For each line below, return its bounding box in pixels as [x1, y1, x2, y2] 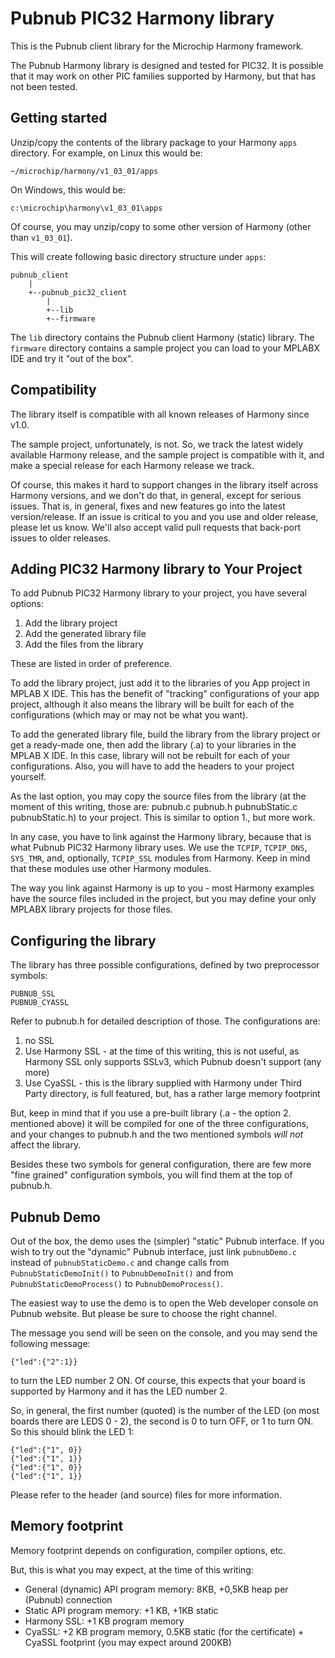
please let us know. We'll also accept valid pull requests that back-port [10, 521, 302, 533]
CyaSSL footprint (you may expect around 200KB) [24, 1636, 232, 1648]
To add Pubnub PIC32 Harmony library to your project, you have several [10, 587, 307, 599]
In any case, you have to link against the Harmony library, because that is [10, 831, 312, 843]
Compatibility [10, 382, 97, 399]
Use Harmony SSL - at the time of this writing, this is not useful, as [24, 1045, 300, 1057]
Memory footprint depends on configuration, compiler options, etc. [10, 1544, 287, 1556]
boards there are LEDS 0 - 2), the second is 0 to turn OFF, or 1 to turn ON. [10, 1415, 314, 1427]
